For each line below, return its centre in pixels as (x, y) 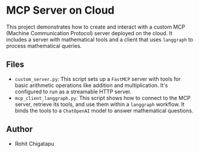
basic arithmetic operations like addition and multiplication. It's (91, 85)
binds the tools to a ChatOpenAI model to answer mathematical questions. (104, 110)
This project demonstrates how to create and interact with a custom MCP (96, 27)
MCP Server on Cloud (60, 10)
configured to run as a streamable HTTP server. (73, 91)
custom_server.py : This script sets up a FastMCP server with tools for (98, 79)
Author (19, 129)
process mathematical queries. (44, 46)
